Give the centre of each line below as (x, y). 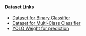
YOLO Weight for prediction (40, 28)
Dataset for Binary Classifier (41, 18)
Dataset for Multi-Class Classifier (46, 23)
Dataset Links (19, 7)
